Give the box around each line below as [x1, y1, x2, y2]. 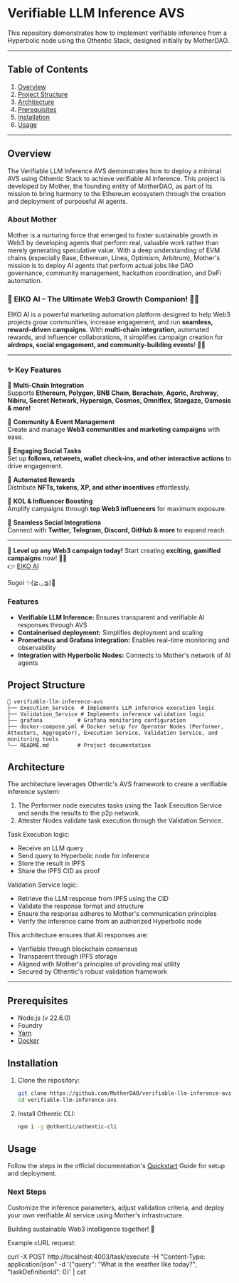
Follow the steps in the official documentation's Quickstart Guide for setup [7, 1162, 225, 1170]
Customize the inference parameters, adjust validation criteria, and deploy [7, 1203, 225, 1212]
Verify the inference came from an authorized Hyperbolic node [17, 917, 203, 926]
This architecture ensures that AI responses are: [7, 931, 149, 939]
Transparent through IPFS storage [17, 952, 117, 961]
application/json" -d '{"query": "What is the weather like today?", [7, 1259, 197, 1268]
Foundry [17, 1021, 43, 1030]
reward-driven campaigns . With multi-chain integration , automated [7, 326, 210, 334]
